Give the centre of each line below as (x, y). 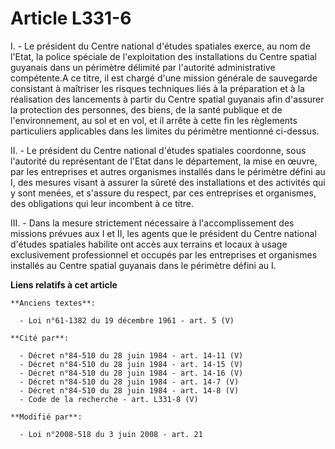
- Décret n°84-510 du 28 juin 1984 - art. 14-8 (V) (129, 390)
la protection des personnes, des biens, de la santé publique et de (146, 109)
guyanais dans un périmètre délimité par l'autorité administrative (143, 67)
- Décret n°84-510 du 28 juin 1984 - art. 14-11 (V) (131, 355)
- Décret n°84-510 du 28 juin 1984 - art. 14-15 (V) (131, 364)
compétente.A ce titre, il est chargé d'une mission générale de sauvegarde (164, 78)
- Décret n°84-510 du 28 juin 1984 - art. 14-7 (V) (129, 382)
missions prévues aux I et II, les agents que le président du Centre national (163, 233)
